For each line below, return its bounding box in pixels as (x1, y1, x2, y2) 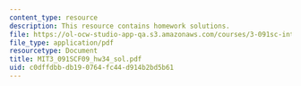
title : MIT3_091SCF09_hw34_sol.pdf (9, 55, 142, 64)
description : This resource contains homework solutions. (9, 21, 230, 30)
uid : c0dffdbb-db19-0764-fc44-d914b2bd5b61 (9, 64, 175, 73)
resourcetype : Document (9, 47, 99, 56)
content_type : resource (9, 13, 99, 22)
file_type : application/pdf (9, 38, 115, 47)
